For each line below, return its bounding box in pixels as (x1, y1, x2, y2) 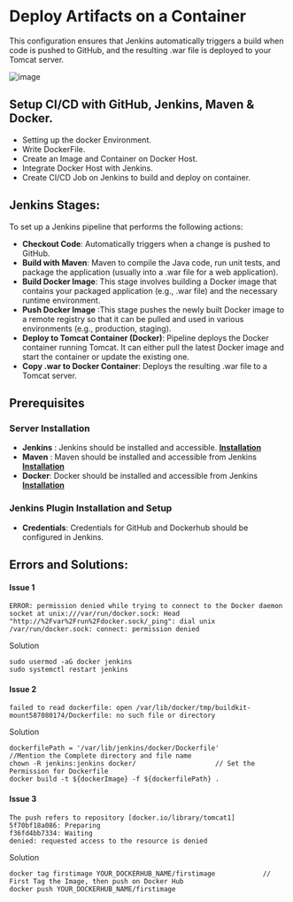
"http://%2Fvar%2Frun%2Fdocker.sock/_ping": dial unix (9, 617, 216, 626)
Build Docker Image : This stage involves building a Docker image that (21, 276, 277, 287)
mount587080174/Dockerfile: (9, 711, 113, 721)
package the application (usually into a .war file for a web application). (21, 266, 279, 277)
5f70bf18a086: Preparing (9, 821, 101, 829)
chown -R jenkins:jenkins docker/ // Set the (9, 759, 255, 768)
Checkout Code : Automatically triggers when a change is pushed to (21, 238, 271, 249)
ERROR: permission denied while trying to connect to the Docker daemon (9, 602, 283, 611)
